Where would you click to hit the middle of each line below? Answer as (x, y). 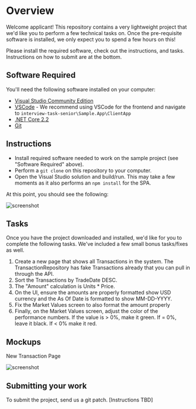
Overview (30, 11)
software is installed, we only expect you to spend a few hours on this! (91, 39)
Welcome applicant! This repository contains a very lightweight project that (97, 27)
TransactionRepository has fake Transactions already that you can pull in (102, 268)
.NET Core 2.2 (32, 119)
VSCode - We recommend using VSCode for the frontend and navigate (100, 107)
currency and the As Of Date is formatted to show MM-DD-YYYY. (93, 299)
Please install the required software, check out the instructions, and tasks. (95, 50)
